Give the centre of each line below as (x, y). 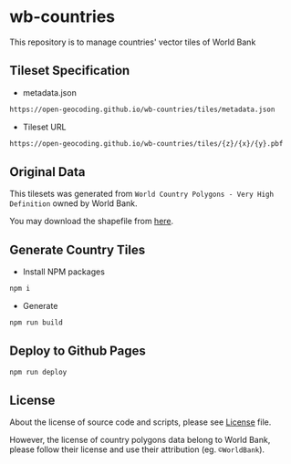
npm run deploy (38, 372)
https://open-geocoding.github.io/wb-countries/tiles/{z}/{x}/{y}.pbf (146, 143)
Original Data (47, 172)
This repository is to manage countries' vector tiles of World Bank (133, 42)
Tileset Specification (70, 71)
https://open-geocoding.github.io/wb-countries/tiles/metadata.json (142, 109)
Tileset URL (44, 127)
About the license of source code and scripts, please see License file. (140, 422)
